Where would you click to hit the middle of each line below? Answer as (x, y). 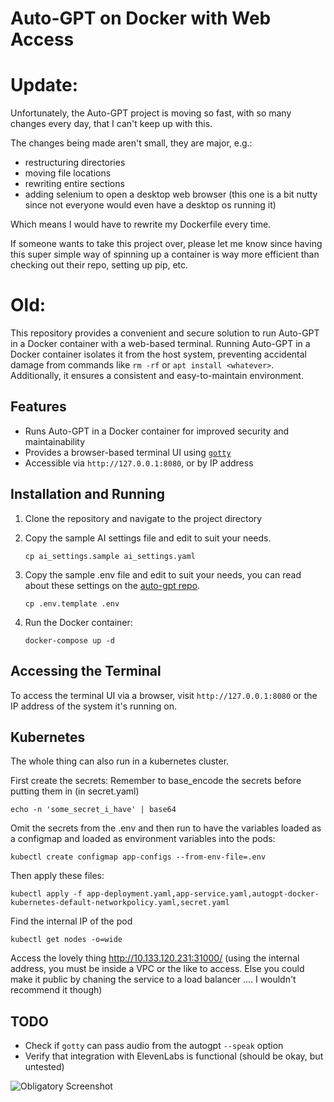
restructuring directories (75, 163)
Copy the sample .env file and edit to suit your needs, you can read (163, 574)
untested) (44, 1067)
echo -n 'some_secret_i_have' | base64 (93, 810)
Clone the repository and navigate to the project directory (143, 518)
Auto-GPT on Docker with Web (141, 18)
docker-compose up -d (69, 640)
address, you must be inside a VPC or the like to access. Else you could (157, 969)
